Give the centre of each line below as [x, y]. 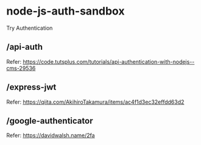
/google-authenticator [50, 120]
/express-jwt [31, 87]
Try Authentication [30, 28]
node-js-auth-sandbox [65, 11]
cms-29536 [21, 68]
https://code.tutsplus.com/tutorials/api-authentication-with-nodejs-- [109, 61]
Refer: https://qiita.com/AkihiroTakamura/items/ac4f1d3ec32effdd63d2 [95, 102]
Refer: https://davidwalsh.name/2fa [51, 135]
